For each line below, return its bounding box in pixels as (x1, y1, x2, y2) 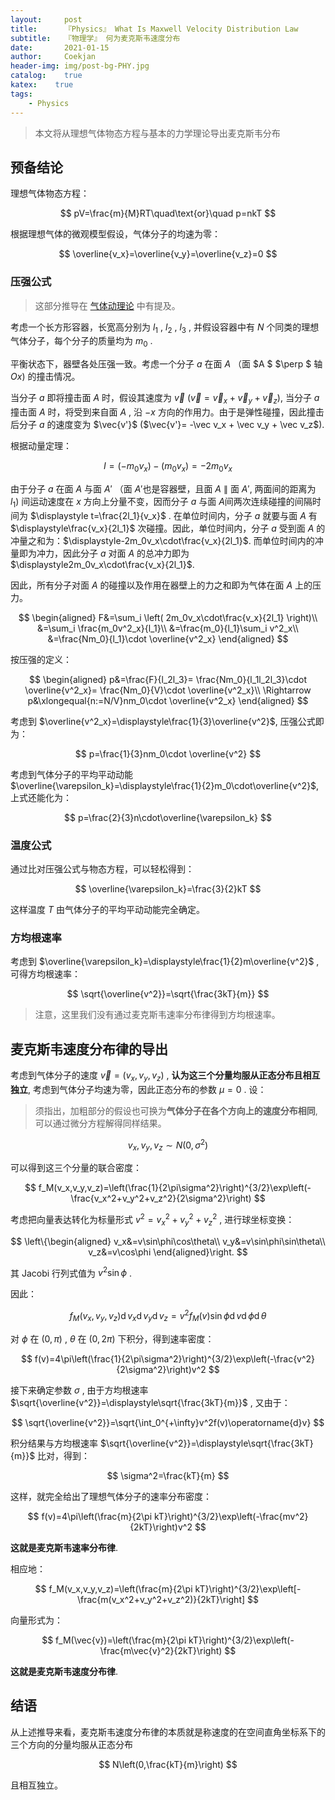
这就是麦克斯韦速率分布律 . (10, 1541, 119, 1553)
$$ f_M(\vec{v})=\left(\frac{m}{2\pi (41, 1634, 187, 1646)
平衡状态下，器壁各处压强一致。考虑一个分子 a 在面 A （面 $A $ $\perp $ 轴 (10, 358, 323, 370)
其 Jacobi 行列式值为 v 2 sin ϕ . (10, 1265, 132, 1279)
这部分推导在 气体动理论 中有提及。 (34, 299, 181, 311)
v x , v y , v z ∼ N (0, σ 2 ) (127, 1137, 209, 1153)
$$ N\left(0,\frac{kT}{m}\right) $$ (98, 1758, 238, 1770)
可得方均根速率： (10, 968, 81, 980)
